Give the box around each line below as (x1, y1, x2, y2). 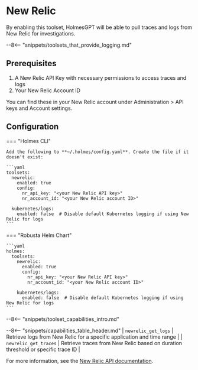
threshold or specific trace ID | (6, 346, 80, 353)
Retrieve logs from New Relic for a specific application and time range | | (6, 333, 183, 340)
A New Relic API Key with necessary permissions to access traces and (14, 74, 187, 81)
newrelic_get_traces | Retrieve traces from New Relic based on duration (6, 339, 182, 346)
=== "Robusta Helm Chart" (6, 232, 72, 239)
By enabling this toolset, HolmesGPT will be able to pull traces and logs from (6, 24, 193, 31)
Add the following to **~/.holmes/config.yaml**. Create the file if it (6, 149, 189, 155)
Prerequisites (6, 59, 57, 69)
